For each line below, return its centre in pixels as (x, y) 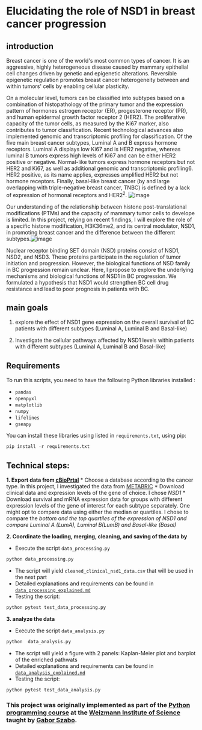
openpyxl (26, 399)
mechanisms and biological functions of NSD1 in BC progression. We (91, 276)
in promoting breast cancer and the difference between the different (91, 232)
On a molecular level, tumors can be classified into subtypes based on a (96, 98)
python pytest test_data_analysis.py (54, 690)
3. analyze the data (31, 618)
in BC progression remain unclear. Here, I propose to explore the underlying (100, 269)
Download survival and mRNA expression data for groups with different (94, 499)
